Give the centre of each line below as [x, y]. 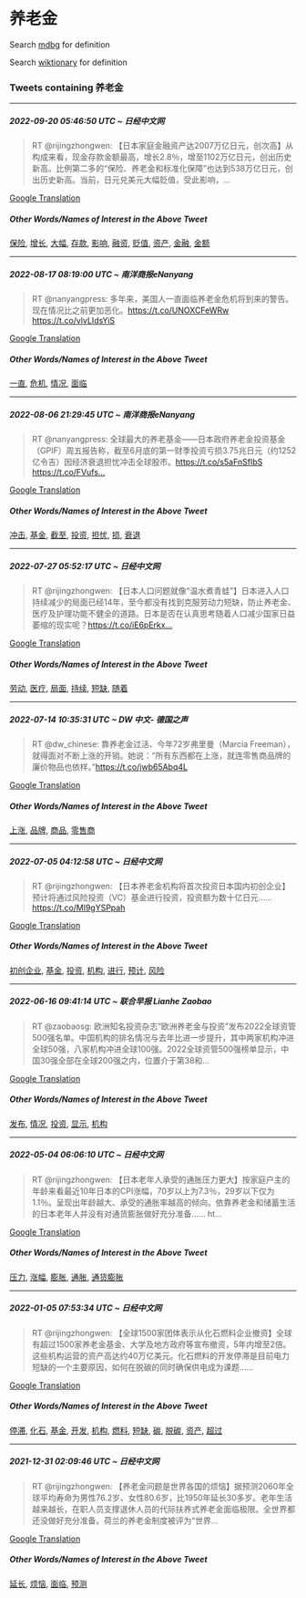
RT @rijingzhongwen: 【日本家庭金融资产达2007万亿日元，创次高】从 [163, 146]
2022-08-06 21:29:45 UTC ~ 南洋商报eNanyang [102, 414]
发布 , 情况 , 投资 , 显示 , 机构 [58, 1124]
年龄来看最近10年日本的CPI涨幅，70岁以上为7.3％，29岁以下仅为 [153, 1190]
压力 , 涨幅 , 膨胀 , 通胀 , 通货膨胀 [66, 1277]
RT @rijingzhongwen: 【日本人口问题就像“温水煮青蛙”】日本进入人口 [160, 591]
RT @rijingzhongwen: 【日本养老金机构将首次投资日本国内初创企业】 [161, 886]
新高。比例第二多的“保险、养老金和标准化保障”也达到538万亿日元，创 [162, 169]
